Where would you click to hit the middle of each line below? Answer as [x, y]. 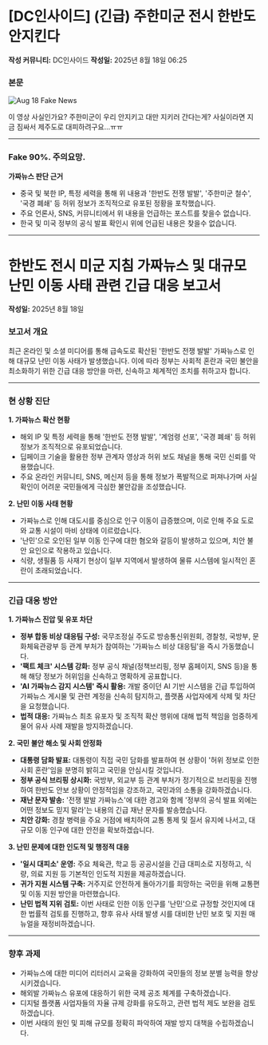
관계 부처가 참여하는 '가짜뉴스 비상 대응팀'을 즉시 [145, 647]
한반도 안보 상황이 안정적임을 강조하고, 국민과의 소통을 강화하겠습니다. [144, 790]
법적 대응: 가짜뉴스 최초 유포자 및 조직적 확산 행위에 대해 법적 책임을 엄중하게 [139, 716]
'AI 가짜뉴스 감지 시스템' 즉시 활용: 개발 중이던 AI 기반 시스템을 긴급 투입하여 [138, 687]
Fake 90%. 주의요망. [47, 157]
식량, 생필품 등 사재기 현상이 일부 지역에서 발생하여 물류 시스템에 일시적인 [134, 560]
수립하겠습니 [235, 1023]
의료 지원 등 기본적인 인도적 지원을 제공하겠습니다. [108, 874]
